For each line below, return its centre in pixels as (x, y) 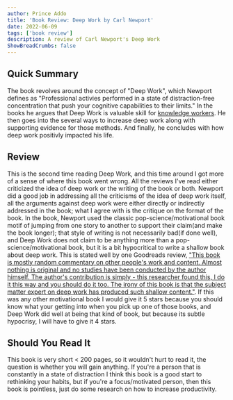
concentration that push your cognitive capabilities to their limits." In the (110, 106)
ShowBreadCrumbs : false (42, 46)
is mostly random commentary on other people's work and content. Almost (115, 262)
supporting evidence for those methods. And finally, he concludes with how (115, 127)
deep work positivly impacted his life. (61, 135)
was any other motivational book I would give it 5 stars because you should (115, 299)
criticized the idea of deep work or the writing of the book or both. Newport (115, 188)
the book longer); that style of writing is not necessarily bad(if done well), (112, 233)
